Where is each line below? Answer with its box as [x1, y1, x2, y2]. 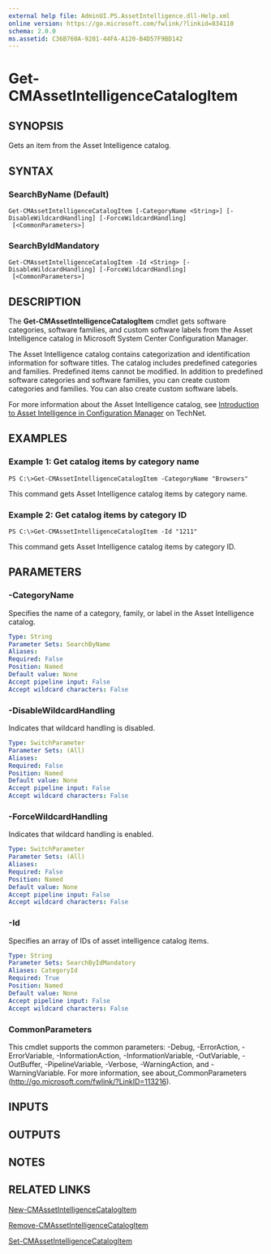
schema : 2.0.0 [8, 27, 57, 35]
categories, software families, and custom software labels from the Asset [8, 325, 253, 335]
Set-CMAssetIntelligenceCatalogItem [8, 1236, 132, 1246]
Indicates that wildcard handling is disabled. [8, 723, 156, 733]
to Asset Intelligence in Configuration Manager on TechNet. [8, 408, 207, 419]
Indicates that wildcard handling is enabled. [8, 830, 154, 840]
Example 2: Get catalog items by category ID [8, 509, 187, 520]
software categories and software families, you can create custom [8, 375, 230, 385]
